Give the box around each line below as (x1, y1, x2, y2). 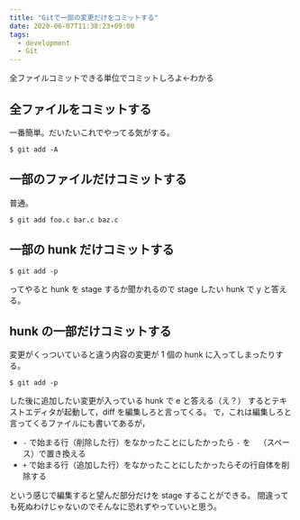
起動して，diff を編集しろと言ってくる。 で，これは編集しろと (64, 406, 293, 417)
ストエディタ (9, 406, 57, 417)
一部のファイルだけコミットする (9, 172, 187, 187)
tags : (9, 30, 30, 39)
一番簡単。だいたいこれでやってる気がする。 (9, 127, 175, 138)
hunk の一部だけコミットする (9, 324, 172, 339)
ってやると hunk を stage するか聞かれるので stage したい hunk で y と (9, 283, 272, 294)
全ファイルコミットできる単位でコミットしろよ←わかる (9, 73, 214, 84)
